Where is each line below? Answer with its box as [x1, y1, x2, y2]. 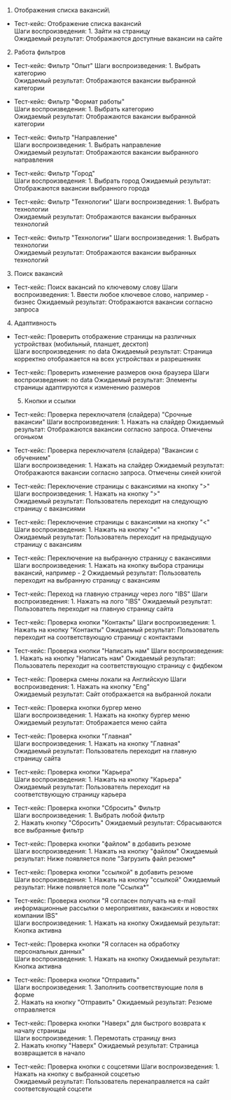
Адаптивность [13, 319, 57, 327]
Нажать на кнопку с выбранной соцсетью [13, 1070, 140, 1078]
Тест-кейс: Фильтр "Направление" [13, 133, 118, 141]
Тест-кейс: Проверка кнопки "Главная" [13, 732, 132, 740]
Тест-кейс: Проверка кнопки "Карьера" [13, 768, 134, 776]
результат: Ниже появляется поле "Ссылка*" [13, 883, 149, 891]
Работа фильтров [13, 48, 66, 56]
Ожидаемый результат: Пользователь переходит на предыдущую [13, 533, 212, 541]
